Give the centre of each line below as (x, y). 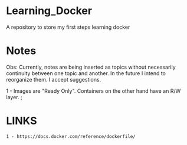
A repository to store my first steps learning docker (68, 27)
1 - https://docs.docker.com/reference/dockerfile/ (71, 136)
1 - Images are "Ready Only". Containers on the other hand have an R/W (93, 91)
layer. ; (14, 97)
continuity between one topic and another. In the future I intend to (86, 73)
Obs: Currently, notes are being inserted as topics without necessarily (91, 67)
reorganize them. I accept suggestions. (54, 79)
